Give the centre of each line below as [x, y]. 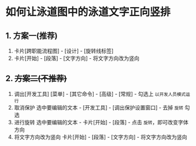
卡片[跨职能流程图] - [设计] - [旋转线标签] [64, 51]
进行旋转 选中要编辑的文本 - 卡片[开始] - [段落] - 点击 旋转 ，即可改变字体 [101, 122]
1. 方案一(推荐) [32, 36]
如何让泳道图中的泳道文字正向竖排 [88, 12]
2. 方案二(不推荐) [36, 79]
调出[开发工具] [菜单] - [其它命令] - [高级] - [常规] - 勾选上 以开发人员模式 [100, 94]
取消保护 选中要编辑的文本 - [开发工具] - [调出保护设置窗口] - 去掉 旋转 [99, 107]
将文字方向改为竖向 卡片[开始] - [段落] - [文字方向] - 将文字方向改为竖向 [101, 137]
